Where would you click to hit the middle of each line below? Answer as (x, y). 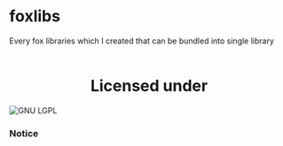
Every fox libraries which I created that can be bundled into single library (142, 41)
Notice (24, 133)
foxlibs (35, 16)
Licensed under (149, 86)
